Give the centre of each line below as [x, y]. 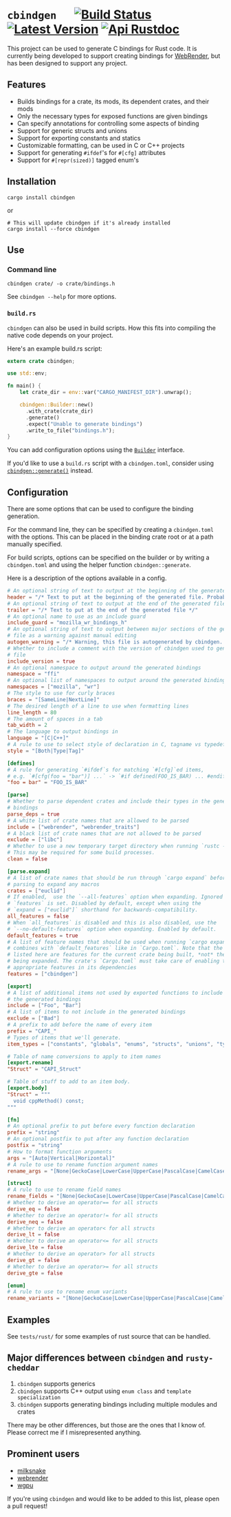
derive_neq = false [35, 1222]
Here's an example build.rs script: [55, 349]
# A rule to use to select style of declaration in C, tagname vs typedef [117, 745]
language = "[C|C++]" [38, 738]
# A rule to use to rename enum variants [67, 1292]
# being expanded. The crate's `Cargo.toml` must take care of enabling [113, 961]
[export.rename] [30, 1063]
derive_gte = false [35, 1273]
